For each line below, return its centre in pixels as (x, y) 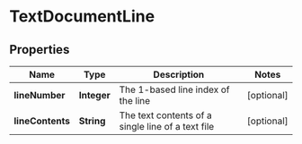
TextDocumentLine (82, 17)
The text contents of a (166, 115)
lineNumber (40, 95)
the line (135, 101)
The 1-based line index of (174, 89)
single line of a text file (167, 127)
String (92, 121)
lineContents (42, 121)
